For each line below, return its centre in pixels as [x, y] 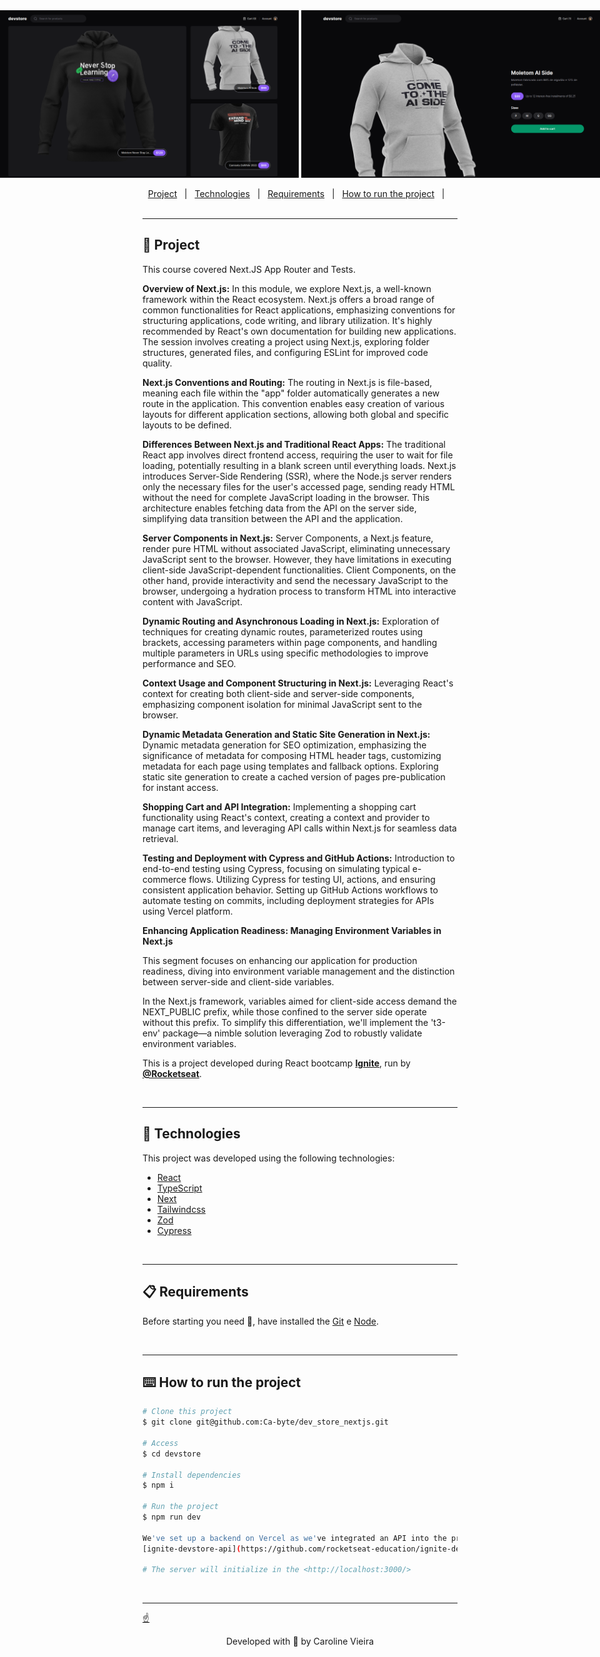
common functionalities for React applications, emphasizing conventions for [299, 310]
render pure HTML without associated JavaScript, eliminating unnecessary [296, 548]
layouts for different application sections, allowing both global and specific [296, 414]
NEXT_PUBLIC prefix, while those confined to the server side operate [284, 1011]
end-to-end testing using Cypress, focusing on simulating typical [276, 868]
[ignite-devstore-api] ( [192, 1549]
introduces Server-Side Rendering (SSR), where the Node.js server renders [297, 476]
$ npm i [158, 1485]
